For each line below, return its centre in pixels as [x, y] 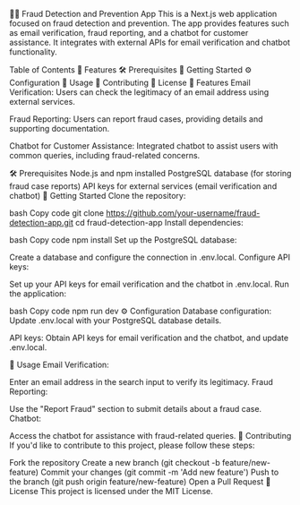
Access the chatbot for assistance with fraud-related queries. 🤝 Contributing [150, 436]
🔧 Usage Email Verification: [59, 364]
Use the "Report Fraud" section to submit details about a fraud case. [136, 409]
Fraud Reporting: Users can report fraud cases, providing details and [136, 119]
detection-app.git [42, 223]
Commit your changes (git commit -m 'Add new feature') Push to [159, 472]
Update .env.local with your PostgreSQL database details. [116, 321]
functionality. [34, 52]
